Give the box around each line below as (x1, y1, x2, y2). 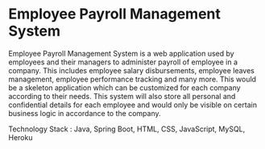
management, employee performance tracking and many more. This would (8, 74, 256, 84)
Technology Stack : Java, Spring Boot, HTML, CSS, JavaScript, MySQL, (8, 124, 246, 134)
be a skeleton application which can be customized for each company (8, 82, 241, 93)
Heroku (8, 132, 33, 142)
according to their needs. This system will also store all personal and (8, 91, 236, 101)
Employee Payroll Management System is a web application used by (8, 48, 235, 58)
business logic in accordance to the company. (8, 108, 161, 118)
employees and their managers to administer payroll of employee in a (8, 57, 238, 67)
